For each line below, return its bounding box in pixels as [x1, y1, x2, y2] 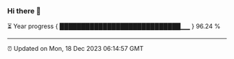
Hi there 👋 [7, 6, 42, 16]
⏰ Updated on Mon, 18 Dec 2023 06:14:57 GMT [7, 45, 144, 53]
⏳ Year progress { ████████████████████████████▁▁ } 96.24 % [7, 22, 221, 30]
